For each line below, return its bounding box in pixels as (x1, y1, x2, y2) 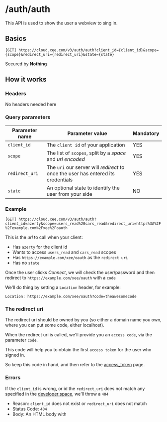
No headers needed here (5, 101, 57, 108)
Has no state (12, 260, 40, 266)
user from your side (46, 190, 93, 197)
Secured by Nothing (5, 61, 47, 67)
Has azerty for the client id (12, 244, 68, 250)
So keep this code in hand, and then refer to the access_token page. (5, 362, 145, 368)
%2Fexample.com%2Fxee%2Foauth (5, 226, 68, 231)
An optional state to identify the (46, 184, 120, 191)
